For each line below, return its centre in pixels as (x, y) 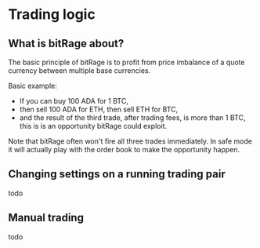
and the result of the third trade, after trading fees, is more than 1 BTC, (132, 118)
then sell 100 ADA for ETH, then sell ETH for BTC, (99, 109)
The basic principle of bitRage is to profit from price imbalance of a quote (126, 62)
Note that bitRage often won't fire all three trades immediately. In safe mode (130, 141)
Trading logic (52, 15)
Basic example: (32, 86)
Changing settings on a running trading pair (117, 174)
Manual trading (46, 218)
